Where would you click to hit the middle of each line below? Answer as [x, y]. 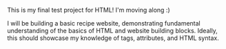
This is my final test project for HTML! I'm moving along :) [89, 10]
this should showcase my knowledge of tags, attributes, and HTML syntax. [113, 38]
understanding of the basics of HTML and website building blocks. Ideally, [113, 31]
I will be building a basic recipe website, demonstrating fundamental [104, 23]
